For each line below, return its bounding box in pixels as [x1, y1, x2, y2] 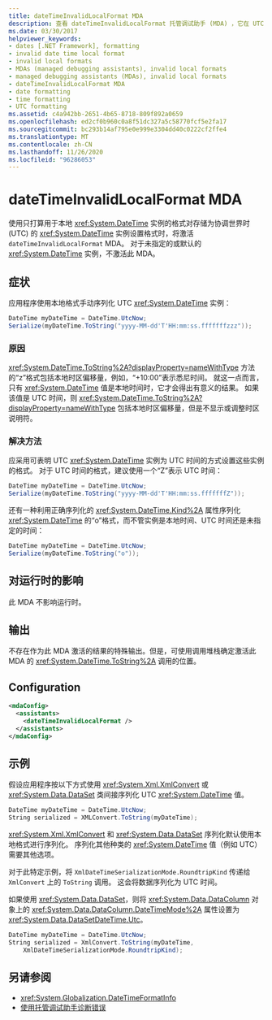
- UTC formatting [8, 102, 67, 111]
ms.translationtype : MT [8, 132, 89, 141]
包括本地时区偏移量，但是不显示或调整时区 [117, 403, 260, 413]
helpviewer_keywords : [8, 34, 82, 43]
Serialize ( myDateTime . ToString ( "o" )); [8, 549, 140, 558]
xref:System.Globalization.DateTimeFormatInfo [19, 992, 177, 1002]
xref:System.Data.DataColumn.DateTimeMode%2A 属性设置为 [31, 905, 240, 914]
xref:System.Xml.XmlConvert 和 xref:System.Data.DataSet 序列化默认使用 [8, 830, 254, 840]
